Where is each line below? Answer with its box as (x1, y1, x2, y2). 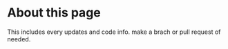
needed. (7, 35, 31, 43)
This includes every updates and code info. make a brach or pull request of (7, 28, 221, 36)
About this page (7, 5, 102, 21)
